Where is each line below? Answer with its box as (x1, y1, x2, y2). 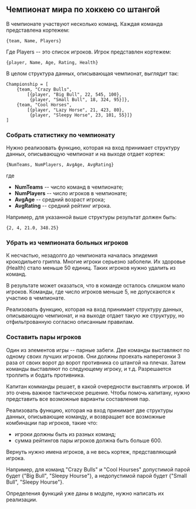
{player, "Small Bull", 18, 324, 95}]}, (29, 96, 130, 102)
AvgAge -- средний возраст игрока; (14, 196, 106, 203)
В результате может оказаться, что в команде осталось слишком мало (6, 282, 185, 289)
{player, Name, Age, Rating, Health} (6, 59, 99, 65)
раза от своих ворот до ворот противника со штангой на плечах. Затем (6, 359, 186, 366)
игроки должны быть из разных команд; (14, 430, 116, 437)
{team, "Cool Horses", (16, 102, 72, 108)
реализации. (6, 496, 38, 503)
